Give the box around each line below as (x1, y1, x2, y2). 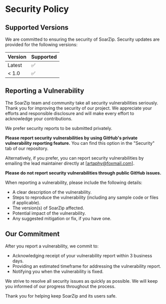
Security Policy (5, 3, 69, 15)
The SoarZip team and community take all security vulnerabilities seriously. (5, 100, 159, 106)
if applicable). (12, 199, 41, 205)
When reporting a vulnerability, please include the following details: (5, 180, 143, 185)
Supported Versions (5, 23, 68, 32)
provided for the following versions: (5, 42, 78, 48)
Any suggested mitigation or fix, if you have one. (12, 215, 111, 221)
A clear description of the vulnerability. (12, 189, 92, 195)
